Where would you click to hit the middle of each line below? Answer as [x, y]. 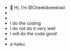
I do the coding [25, 23]
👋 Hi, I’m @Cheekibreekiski [37, 8]
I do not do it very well [33, 28]
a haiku [17, 44]
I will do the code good [33, 34]
